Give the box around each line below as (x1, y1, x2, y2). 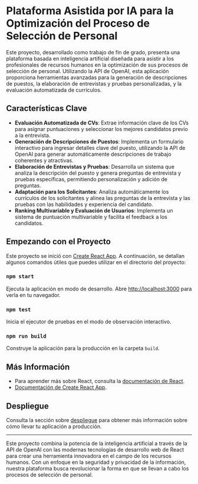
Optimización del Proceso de (6, 17, 150, 30)
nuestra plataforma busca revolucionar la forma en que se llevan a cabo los (6, 465, 189, 472)
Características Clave (6, 103, 87, 113)
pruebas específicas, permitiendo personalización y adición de (14, 175, 168, 182)
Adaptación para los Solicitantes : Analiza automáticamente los (14, 188, 169, 195)
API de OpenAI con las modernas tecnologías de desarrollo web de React (6, 446, 184, 453)
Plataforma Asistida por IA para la (6, 4, 174, 18)
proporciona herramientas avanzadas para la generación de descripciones (6, 74, 187, 81)
